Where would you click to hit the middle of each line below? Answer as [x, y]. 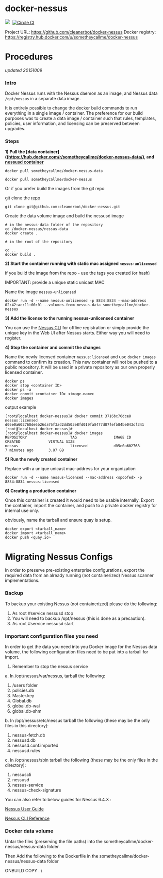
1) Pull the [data [21, 152]
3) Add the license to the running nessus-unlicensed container [70, 318]
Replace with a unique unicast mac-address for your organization [70, 469]
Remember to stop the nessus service [50, 666]
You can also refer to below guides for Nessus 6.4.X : [58, 799]
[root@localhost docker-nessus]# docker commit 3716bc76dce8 [68, 416]
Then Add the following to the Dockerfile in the [52, 856]
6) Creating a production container [41, 491]
